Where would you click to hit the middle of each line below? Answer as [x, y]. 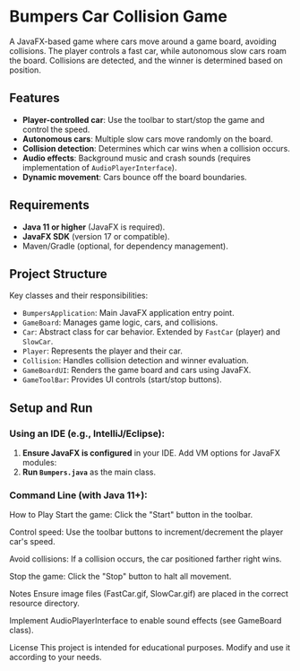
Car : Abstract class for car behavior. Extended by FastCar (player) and [151, 332]
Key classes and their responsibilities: [79, 296]
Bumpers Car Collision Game [119, 17]
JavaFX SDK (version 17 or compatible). [96, 236]
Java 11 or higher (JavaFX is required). [94, 227]
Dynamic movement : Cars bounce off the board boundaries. [135, 177]
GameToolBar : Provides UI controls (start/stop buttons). [122, 379]
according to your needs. [56, 658]
